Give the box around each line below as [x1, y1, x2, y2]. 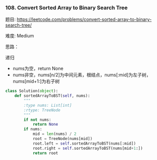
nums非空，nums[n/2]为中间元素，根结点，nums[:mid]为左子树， [12, 72, 151, 78]
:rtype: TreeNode [24, 107, 60, 113]
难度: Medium [5, 33, 34, 39]
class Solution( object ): [5, 89, 58, 94]
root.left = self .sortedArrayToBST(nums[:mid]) [32, 141, 137, 146]
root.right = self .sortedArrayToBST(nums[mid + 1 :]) [32, 146, 143, 151]
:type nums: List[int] [24, 103, 72, 108]
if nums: [24, 127, 42, 132]
